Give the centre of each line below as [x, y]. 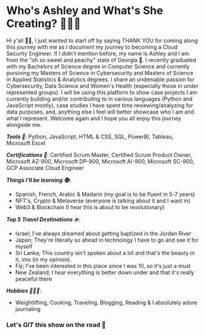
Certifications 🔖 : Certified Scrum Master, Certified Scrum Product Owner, [99, 155]
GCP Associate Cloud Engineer [45, 168]
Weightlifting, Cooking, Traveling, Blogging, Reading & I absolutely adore [106, 302]
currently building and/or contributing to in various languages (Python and [99, 99]
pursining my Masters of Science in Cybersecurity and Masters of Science [100, 73]
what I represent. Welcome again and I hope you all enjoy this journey [94, 118]
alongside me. [24, 124]
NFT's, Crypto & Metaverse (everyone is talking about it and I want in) [103, 200]
